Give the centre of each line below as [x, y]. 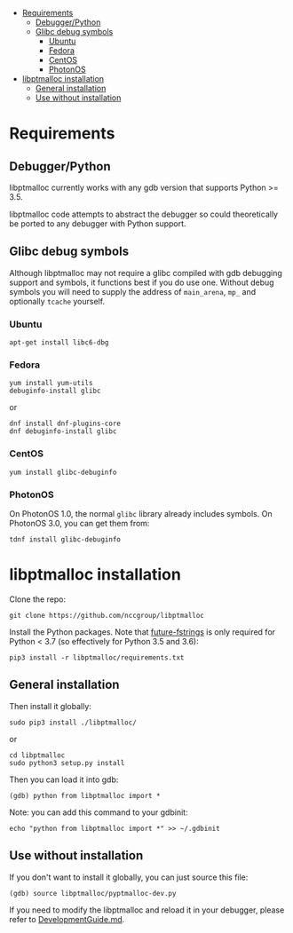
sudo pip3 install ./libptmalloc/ [73, 723]
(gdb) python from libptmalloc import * [85, 795]
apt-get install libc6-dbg [59, 343]
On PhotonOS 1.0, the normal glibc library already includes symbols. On [141, 514]
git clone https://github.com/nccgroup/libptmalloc [107, 615]
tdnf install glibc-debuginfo [65, 540]
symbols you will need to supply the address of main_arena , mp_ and [133, 291]
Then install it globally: [50, 706]
